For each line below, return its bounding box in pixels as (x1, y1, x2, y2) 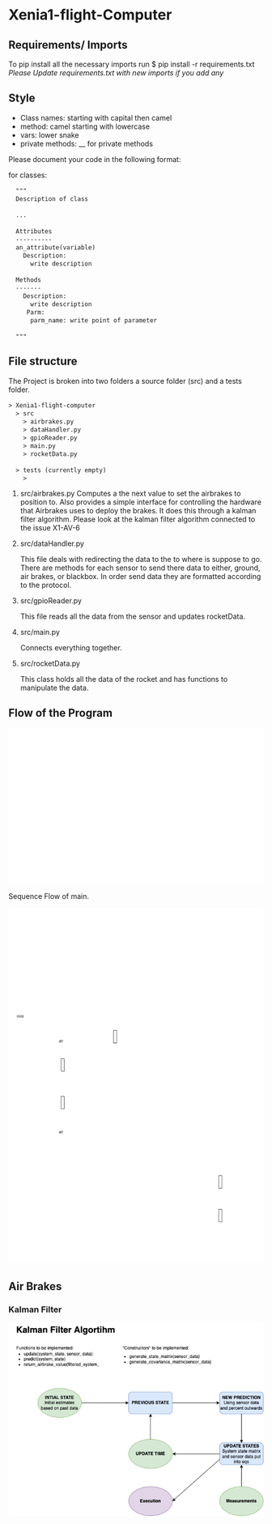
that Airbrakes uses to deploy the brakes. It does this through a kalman (19, 505, 257, 515)
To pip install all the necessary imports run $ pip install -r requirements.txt (8, 59, 255, 69)
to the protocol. (19, 580, 72, 590)
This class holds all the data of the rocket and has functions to (19, 674, 228, 683)
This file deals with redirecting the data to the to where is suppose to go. (19, 554, 262, 564)
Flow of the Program (8, 706, 113, 720)
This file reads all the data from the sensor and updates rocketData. (19, 611, 245, 621)
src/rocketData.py (19, 658, 81, 668)
